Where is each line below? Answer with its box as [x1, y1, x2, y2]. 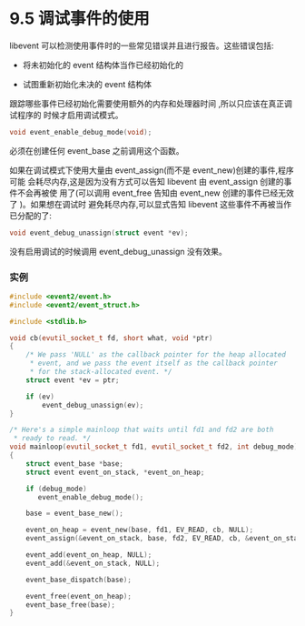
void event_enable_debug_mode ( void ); [9, 127, 152, 136]
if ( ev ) [25, 392, 54, 401]
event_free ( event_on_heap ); [25, 591, 132, 601]
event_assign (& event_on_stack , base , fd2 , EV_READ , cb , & [25, 534, 250, 543]
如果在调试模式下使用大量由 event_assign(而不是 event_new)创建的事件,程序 [9, 165, 294, 176]
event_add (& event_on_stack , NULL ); [25, 559, 161, 568]
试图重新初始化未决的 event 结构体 [22, 78, 152, 89]
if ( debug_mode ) [25, 484, 88, 493]
